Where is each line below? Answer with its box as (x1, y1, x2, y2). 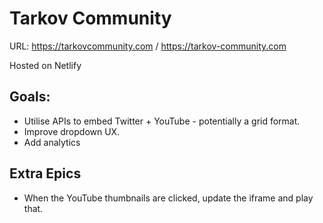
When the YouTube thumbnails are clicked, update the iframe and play (23, 192, 314, 204)
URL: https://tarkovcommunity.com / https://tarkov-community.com (9, 40, 287, 52)
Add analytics (23, 136, 81, 148)
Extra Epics (9, 165, 82, 182)
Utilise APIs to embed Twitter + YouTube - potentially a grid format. (23, 115, 301, 127)
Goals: (9, 88, 51, 106)
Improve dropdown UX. (23, 125, 121, 137)
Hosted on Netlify (9, 59, 82, 71)
